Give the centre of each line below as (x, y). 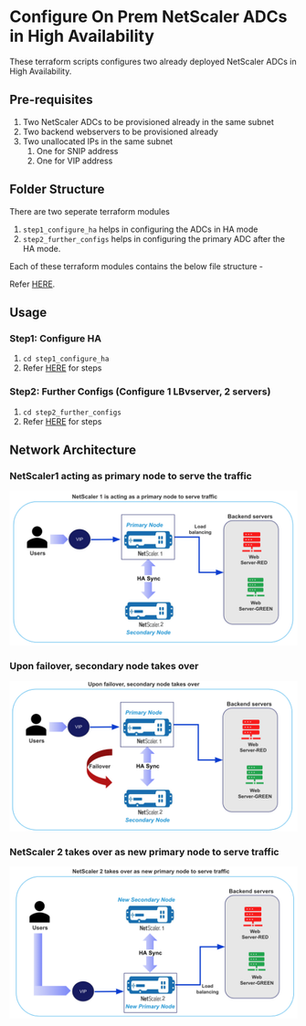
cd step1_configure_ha (66, 359)
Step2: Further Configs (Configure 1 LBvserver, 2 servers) (140, 392)
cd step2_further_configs (72, 413)
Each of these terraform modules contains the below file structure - (136, 266)
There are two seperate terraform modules (90, 211)
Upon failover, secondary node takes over (104, 665)
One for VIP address (74, 161)
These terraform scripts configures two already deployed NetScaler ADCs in (153, 61)
